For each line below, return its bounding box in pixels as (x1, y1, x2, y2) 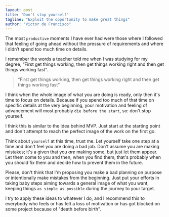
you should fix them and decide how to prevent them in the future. (5, 160, 143, 166)
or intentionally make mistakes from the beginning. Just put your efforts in (5, 175, 159, 181)
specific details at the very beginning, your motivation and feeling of (5, 102, 148, 109)
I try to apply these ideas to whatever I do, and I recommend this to (5, 195, 145, 201)
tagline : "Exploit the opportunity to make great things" (5, 17, 130, 22)
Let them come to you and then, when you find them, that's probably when (5, 154, 161, 160)
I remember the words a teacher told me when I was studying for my (5, 56, 148, 62)
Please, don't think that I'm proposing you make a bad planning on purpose (5, 169, 162, 176)
